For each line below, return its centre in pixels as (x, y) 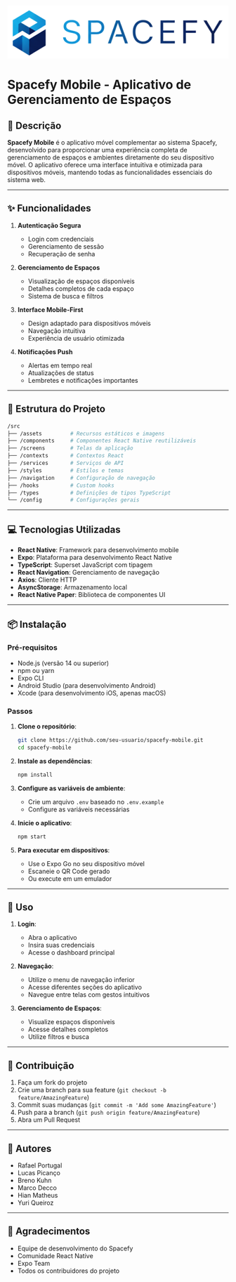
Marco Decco (37, 1188)
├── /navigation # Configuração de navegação (81, 478)
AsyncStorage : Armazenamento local (72, 587)
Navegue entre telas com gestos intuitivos (89, 995)
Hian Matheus (38, 1196)
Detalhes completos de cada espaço (81, 288)
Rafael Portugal (40, 1165)
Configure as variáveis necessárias (79, 809)
